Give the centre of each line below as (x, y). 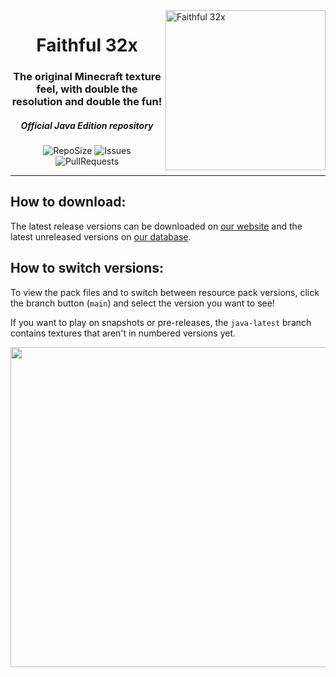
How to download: (68, 202)
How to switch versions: (87, 268)
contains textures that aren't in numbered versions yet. (123, 333)
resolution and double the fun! (87, 102)
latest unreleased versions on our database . (101, 236)
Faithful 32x (87, 45)
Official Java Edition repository (87, 125)
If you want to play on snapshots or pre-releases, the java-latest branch (161, 322)
